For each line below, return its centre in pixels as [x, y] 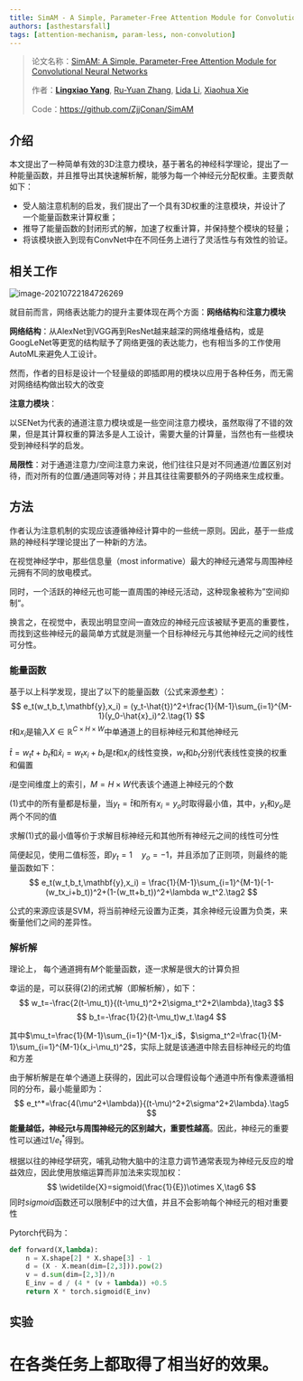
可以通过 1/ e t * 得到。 [53, 1141]
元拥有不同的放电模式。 [53, 572]
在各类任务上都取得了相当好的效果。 [144, 1364]
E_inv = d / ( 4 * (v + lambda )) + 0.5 [96, 1283]
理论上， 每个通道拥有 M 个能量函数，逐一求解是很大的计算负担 [125, 969]
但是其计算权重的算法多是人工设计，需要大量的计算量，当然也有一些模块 [159, 434]
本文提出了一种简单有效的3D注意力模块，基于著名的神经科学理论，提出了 [145, 164]
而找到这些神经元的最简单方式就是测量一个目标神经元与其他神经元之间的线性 [151, 633]
